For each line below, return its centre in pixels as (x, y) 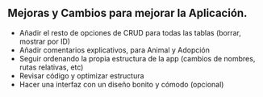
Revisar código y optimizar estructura (81, 75)
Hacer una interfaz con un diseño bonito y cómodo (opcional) (121, 84)
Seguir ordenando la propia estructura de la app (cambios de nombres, (137, 58)
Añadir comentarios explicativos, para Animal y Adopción (115, 50)
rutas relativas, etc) (51, 67)
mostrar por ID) (44, 41)
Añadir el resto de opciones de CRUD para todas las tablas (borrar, (130, 32)
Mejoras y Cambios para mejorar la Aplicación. (127, 13)
